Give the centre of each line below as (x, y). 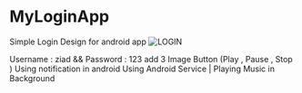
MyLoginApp (60, 17)
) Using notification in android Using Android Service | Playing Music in (142, 69)
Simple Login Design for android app (78, 42)
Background (32, 78)
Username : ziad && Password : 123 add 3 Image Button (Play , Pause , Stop (151, 59)
